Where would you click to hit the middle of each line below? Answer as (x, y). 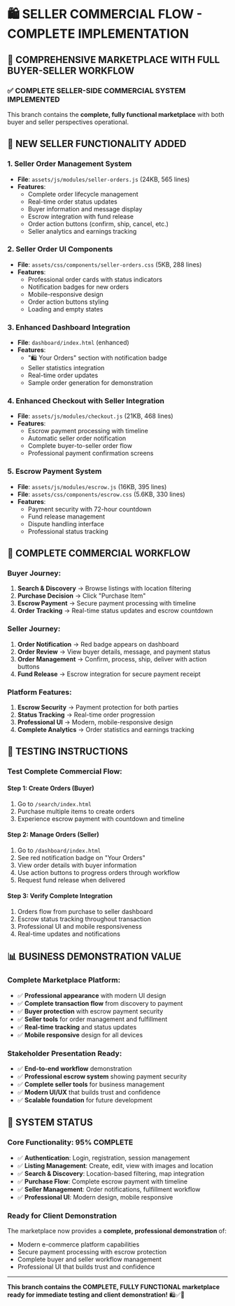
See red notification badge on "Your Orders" (81, 857)
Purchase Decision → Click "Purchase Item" (81, 596)
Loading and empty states (65, 309)
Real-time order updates (63, 375)
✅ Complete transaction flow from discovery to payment (100, 1003)
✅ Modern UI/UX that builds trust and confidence (89, 1092)
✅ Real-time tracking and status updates (77, 1027)
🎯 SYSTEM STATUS (50, 1122)
